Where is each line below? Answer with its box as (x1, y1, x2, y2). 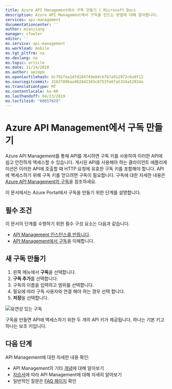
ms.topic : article (5, 60, 45, 65)
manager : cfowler (5, 31, 43, 36)
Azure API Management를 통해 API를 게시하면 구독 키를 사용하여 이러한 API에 (5, 153, 163, 159)
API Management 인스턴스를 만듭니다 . (12, 232, 91, 237)
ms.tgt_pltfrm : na (5, 50, 45, 55)
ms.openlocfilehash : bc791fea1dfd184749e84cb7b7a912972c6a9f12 (5, 75, 144, 80)
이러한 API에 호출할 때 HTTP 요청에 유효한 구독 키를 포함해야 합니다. (18, 165, 156, 172)
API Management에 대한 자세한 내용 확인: (5, 354, 90, 360)
